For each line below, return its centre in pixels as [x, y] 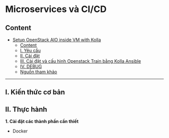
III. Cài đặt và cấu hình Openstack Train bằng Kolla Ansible [80, 61]
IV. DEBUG [31, 66]
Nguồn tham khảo [38, 72]
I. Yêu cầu [30, 50]
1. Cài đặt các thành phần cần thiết [42, 121]
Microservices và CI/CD [56, 9]
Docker [20, 131]
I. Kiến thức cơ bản [35, 92]
